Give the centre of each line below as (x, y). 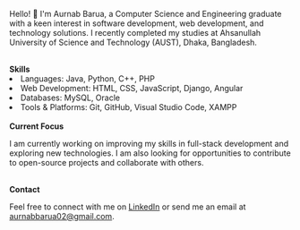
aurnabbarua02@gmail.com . (62, 216)
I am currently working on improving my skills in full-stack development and (149, 144)
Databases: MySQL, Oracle (71, 98)
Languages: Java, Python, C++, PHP (88, 79)
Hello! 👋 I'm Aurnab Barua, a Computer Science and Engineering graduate (146, 14)
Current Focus (37, 126)
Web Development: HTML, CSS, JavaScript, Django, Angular (132, 88)
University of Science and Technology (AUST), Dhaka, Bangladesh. (133, 42)
